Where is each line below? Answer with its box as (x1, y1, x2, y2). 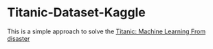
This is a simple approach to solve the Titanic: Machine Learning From (7, 27, 206, 35)
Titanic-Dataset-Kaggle (7, 5, 146, 20)
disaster (7, 34, 30, 42)
